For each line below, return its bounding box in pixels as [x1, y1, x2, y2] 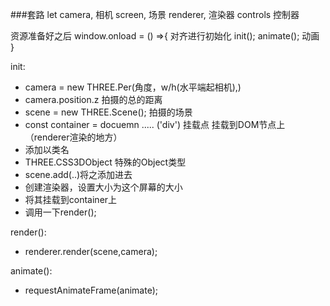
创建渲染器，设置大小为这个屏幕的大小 [24, 181, 183, 193]
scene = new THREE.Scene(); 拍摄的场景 [24, 106, 193, 118]
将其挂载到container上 [24, 194, 118, 205]
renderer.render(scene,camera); [24, 246, 158, 257]
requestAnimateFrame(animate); [24, 284, 158, 296]
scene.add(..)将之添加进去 [24, 169, 133, 180]
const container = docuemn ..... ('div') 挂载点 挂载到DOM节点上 [24, 119, 286, 130]
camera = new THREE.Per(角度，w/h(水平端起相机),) [24, 81, 242, 93]
